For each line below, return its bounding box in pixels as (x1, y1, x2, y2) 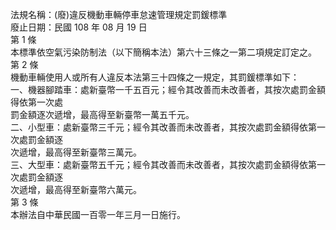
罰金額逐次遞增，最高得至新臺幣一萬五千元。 (10, 109, 195, 120)
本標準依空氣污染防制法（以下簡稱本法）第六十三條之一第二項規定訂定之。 (10, 46, 317, 58)
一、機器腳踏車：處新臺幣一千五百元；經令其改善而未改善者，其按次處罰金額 (10, 84, 326, 95)
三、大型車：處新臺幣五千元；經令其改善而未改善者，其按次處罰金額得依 (10, 159, 308, 170)
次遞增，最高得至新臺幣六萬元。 (10, 184, 142, 195)
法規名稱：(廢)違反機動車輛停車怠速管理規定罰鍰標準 (10, 9, 228, 20)
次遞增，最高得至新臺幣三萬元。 (10, 146, 142, 158)
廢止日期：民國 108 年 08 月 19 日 (10, 21, 148, 33)
